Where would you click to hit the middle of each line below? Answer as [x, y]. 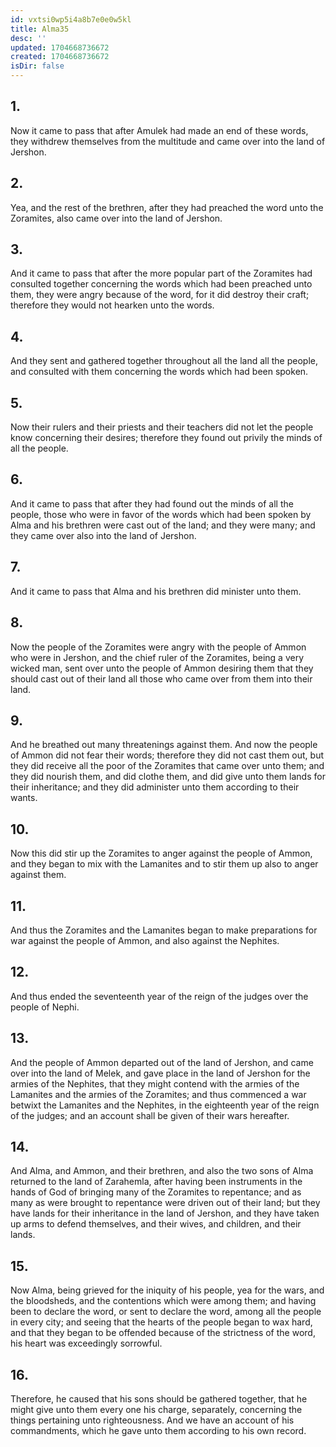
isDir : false [37, 66]
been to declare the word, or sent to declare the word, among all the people [166, 1312]
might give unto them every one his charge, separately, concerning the [156, 1409]
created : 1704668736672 [60, 57]
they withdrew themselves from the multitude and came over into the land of [168, 141]
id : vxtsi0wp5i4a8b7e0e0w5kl [71, 19]
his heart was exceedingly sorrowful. [86, 1343]
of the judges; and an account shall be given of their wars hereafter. [150, 1115]
